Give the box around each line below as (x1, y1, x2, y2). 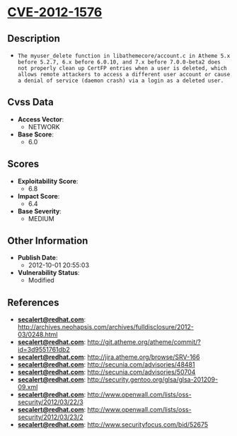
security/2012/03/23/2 (17, 413, 83, 421)
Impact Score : (17, 192, 60, 200)
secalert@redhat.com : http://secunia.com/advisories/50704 (17, 368, 196, 377)
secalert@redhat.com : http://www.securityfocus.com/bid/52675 (17, 420, 209, 429)
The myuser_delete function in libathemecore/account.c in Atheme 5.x (17, 52, 231, 59)
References (7, 296, 59, 308)
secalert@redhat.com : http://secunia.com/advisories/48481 (17, 360, 195, 369)
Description (7, 33, 60, 45)
